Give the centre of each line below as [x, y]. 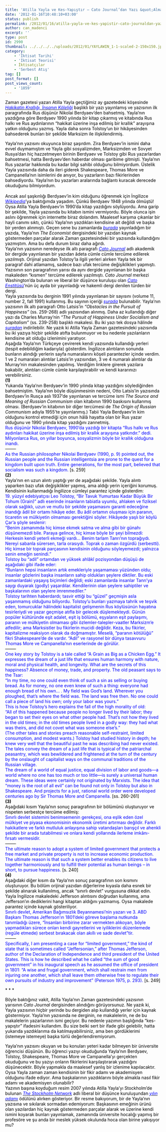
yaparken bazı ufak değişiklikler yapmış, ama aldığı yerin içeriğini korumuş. [81, 485]
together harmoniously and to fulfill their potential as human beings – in [78, 864]
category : [15, 51]
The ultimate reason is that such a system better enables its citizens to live [81, 859]
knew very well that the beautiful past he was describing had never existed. [82, 743]
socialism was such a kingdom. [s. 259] [45, 470]
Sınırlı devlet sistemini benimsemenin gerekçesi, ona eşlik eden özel [74, 817]
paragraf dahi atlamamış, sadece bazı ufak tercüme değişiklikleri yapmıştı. [81, 264]
